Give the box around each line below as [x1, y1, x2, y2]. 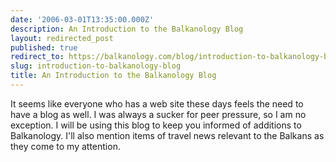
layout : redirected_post [10, 33, 114, 43]
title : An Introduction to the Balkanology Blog [10, 71, 217, 81]
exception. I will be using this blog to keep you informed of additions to [10, 119, 302, 131]
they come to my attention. [10, 140, 121, 152]
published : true [10, 42, 78, 53]
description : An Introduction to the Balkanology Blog [10, 24, 244, 34]
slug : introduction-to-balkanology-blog [10, 61, 182, 71]
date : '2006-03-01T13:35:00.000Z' [10, 14, 155, 25]
